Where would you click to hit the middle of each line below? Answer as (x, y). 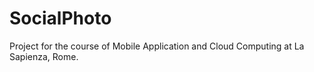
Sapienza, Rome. (44, 56)
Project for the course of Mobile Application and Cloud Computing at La (157, 46)
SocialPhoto (60, 18)
